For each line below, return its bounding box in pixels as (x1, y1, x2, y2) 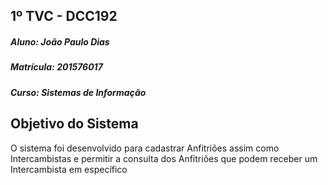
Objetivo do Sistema (10, 115, 139, 133)
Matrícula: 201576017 (10, 61, 103, 73)
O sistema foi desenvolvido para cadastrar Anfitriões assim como (10, 142, 280, 154)
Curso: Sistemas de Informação (10, 86, 147, 98)
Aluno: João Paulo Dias (10, 35, 110, 48)
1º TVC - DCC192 (10, 8, 118, 25)
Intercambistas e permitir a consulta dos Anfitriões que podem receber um (10, 152, 318, 164)
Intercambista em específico (10, 163, 128, 175)
